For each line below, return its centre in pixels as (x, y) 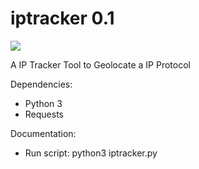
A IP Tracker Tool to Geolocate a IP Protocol (100, 64)
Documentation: (43, 133)
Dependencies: (41, 84)
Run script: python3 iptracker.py (91, 153)
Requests (44, 114)
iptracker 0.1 (62, 18)
